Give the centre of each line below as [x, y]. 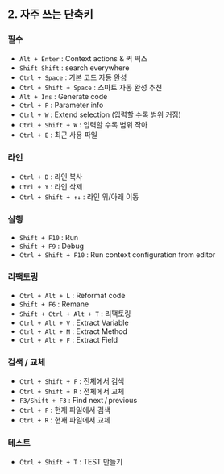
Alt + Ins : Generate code [63, 96]
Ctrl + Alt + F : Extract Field [68, 339]
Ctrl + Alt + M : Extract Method [73, 331]
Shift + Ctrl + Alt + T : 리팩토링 [75, 314]
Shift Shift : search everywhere [74, 68]
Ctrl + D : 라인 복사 [51, 177]
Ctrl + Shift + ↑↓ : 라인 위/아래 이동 [79, 197]
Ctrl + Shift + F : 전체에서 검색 [72, 380]
